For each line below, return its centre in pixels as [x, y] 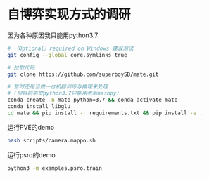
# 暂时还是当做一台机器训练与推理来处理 [58, 87]
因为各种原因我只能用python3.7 [53, 35]
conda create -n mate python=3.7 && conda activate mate [93, 100]
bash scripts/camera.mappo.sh [52, 140]
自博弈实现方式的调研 [69, 14]
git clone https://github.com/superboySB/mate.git [83, 74]
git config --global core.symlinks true [68, 55]
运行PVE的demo [31, 127]
